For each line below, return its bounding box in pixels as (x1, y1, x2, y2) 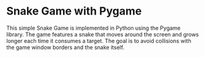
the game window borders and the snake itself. (6, 44, 125, 51)
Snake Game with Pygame (6, 4, 142, 18)
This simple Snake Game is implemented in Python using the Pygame (6, 24, 181, 32)
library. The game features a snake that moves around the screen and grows (6, 30, 199, 38)
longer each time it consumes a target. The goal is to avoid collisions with (6, 37, 192, 44)
